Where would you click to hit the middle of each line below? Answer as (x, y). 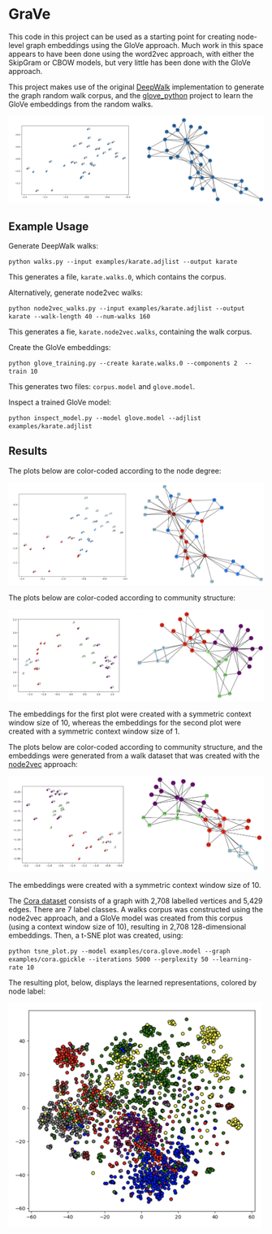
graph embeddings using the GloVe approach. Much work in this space (145, 45)
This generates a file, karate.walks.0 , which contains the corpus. (118, 277)
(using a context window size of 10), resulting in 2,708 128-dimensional (127, 927)
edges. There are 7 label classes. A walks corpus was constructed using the (136, 910)
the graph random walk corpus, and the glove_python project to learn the (131, 95)
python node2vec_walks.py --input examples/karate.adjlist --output (127, 309)
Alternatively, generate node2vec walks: (76, 292)
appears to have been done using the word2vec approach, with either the (131, 54)
